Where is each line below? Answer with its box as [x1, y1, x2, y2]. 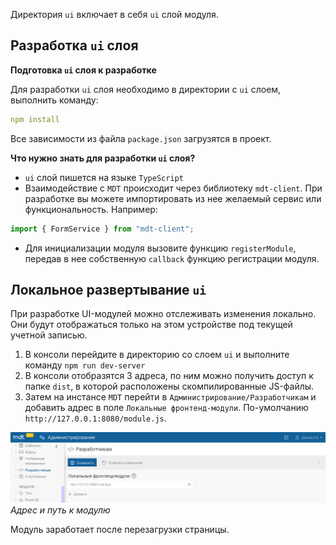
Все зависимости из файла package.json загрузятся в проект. [10, 132, 272, 144]
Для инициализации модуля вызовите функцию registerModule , [24, 242, 297, 254]
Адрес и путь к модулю [10, 504, 111, 516]
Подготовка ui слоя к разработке [10, 64, 157, 76]
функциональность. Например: [24, 203, 158, 215]
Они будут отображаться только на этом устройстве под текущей [10, 319, 293, 331]
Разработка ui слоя [10, 37, 139, 54]
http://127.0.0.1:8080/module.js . [24, 412, 167, 424]
